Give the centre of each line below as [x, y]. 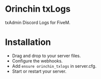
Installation [28, 42]
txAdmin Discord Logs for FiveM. [38, 22]
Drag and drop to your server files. [46, 56]
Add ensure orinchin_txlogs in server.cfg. [54, 66]
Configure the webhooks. [37, 61]
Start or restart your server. [39, 71]
